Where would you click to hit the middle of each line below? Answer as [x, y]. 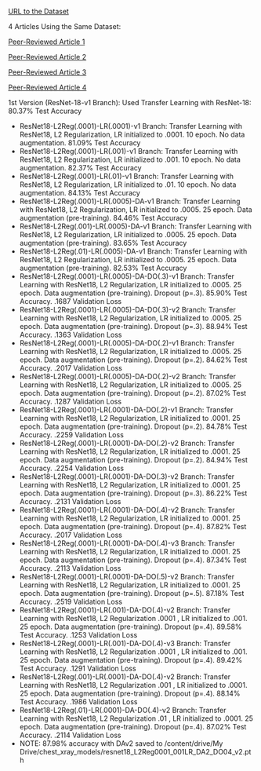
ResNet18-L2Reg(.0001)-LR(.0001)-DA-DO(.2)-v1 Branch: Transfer [126, 410]
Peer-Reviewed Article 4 [47, 87]
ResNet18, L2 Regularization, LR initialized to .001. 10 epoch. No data [130, 159]
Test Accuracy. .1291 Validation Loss [78, 668]
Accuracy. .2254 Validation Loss [71, 468]
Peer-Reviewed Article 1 [47, 42]
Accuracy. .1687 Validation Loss [71, 301]
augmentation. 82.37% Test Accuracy [81, 168]
